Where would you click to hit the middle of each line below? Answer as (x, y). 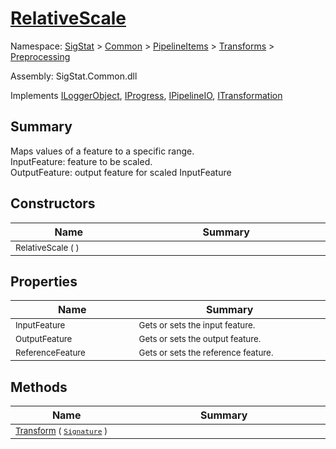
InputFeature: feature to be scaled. (81, 161)
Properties (44, 281)
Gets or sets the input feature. (197, 325)
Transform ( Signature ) (61, 431)
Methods (39, 387)
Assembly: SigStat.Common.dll (74, 76)
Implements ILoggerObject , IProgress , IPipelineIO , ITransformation (146, 95)
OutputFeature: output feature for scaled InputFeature (121, 172)
